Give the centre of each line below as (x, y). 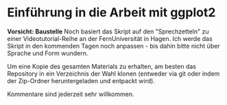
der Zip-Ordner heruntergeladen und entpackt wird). (81, 80)
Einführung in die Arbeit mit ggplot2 (111, 13)
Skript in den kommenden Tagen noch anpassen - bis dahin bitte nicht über (114, 46)
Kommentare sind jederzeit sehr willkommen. (71, 94)
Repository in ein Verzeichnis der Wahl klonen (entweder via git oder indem (113, 74)
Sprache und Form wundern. (48, 53)
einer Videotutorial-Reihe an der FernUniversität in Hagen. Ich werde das (110, 38)
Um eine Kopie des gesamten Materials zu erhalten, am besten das (102, 66)
